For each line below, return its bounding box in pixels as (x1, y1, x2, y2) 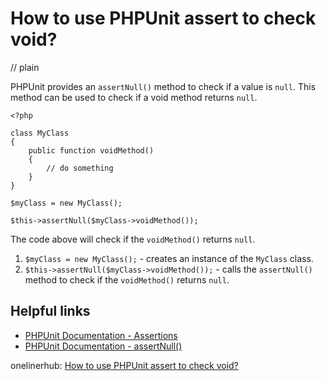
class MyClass (10, 128, 70, 138)
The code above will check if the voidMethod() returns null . (10, 233, 256, 245)
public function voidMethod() (28, 145, 155, 156)
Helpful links (10, 303, 91, 320)
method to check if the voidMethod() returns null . (24, 273, 230, 286)
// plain (10, 61, 40, 73)
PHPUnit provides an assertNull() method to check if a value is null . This (10, 80, 317, 92)
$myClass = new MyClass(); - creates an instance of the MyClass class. (24, 252, 314, 264)
